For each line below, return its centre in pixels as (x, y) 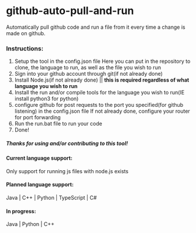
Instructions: (25, 48)
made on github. (26, 33)
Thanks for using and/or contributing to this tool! (67, 143)
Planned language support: (40, 185)
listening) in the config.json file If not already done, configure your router (102, 111)
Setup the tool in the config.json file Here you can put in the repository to (102, 61)
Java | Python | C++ (30, 224)
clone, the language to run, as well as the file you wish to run (88, 67)
